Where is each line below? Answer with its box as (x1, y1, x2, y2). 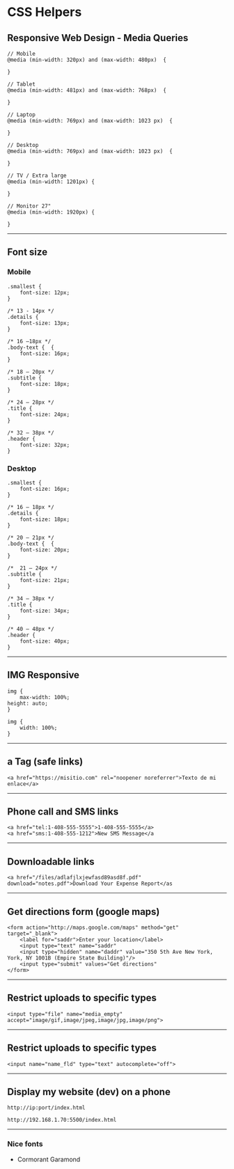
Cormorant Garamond (17, 1155, 81, 1163)
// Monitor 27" (7, 203, 52, 210)
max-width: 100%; (19, 693, 70, 700)
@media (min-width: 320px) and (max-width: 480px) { (7, 56, 167, 63)
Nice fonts (7, 1139, 43, 1149)
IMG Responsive (7, 669, 80, 681)
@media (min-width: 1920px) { (7, 209, 95, 216)
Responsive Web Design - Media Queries (7, 32, 189, 44)
